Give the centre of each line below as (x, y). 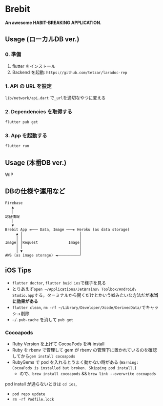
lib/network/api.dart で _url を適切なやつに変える (55, 98)
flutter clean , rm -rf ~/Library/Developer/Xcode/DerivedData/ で (79, 307)
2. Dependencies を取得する (39, 111)
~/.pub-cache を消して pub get (43, 319)
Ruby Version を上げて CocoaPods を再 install (58, 344)
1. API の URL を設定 (29, 86)
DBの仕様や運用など (35, 191)
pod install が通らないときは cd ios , (41, 384)
